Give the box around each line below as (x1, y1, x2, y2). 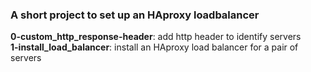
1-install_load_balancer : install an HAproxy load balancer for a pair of (10, 41, 299, 53)
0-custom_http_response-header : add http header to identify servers (10, 31, 302, 43)
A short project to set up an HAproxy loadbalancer (10, 8, 260, 22)
